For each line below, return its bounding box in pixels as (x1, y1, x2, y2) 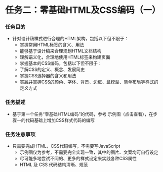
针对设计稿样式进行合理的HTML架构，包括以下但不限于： (12, 36, 129, 42)
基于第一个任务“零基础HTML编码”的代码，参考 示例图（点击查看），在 (12, 111, 154, 117)
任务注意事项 (5, 131, 36, 138)
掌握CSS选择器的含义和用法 (19, 73, 77, 79)
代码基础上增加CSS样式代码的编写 (25, 117, 95, 123)
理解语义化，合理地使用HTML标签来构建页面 (19, 54, 110, 60)
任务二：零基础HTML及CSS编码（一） (5, 4, 161, 16)
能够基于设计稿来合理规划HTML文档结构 (19, 48, 102, 54)
